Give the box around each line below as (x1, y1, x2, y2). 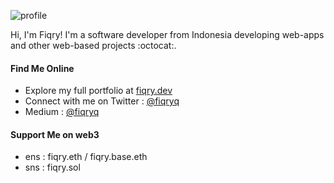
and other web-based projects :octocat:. (10, 40, 177, 51)
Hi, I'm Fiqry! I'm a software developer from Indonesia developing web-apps (10, 29, 325, 40)
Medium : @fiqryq (24, 106, 100, 118)
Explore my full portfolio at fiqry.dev (24, 85, 173, 97)
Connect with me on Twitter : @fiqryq (24, 95, 180, 107)
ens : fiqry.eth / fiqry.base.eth (24, 151, 148, 163)
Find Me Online (10, 62, 75, 74)
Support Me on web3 (10, 128, 100, 140)
